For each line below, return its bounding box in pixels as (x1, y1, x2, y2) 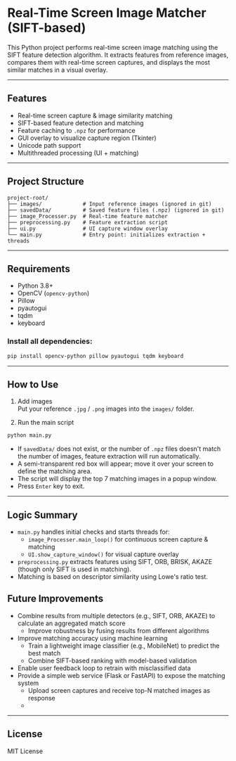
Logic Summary (7, 509, 78, 521)
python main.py (7, 432, 52, 439)
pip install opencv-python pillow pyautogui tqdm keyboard (7, 352, 184, 359)
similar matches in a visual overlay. (7, 65, 108, 74)
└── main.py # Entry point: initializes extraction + (7, 231, 206, 238)
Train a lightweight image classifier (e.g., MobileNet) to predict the (27, 641, 220, 650)
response (27, 693, 55, 702)
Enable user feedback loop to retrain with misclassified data (17, 663, 191, 672)
